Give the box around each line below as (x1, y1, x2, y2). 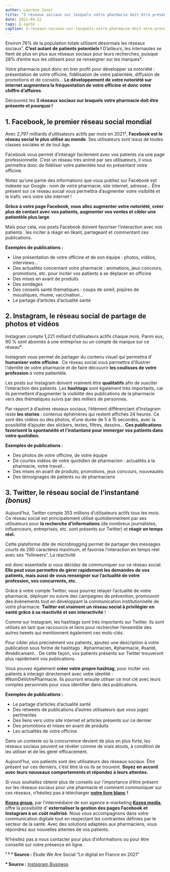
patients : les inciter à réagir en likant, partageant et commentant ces (5, 229, 149, 235)
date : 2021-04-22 (5, 17, 42, 22)
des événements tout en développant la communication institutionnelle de (5, 598, 159, 604)
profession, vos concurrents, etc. (5, 577, 77, 584)
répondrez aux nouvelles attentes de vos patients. (5, 826, 110, 833)
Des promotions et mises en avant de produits (12, 722, 109, 729)
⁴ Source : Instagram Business (5, 861, 69, 867)
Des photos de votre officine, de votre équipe (12, 452, 108, 458)
